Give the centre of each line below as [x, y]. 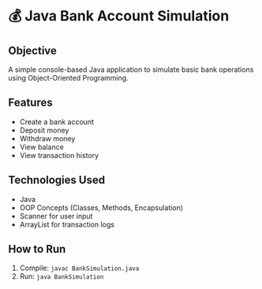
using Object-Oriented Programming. [68, 78]
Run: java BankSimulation [62, 276]
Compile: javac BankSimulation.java [79, 268]
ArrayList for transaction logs [67, 224]
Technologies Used [56, 180]
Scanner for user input [56, 216]
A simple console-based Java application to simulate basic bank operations [131, 69]
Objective [33, 50]
